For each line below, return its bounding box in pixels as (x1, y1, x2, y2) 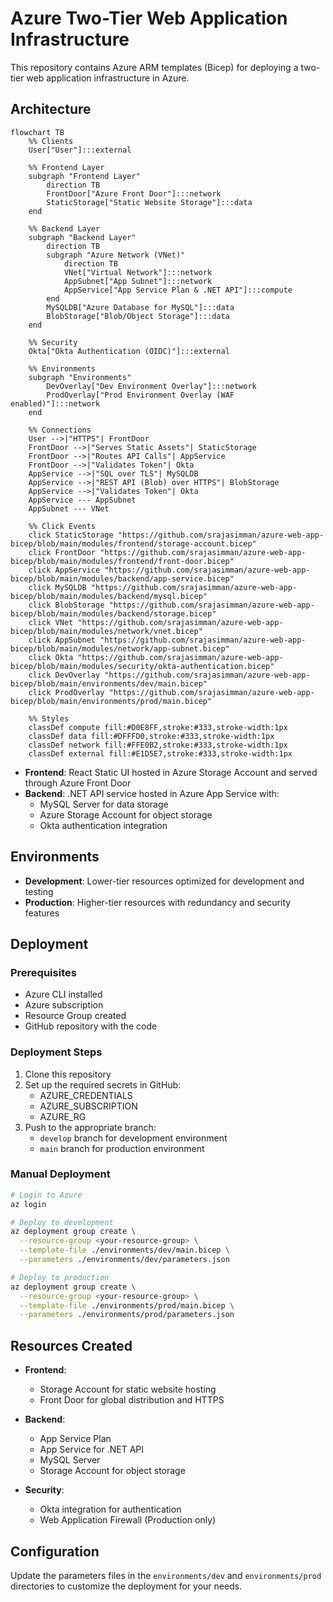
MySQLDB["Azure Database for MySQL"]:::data (46, 302, 235, 312)
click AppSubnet (28, 635, 97, 645)
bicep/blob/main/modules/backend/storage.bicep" (10, 608, 217, 619)
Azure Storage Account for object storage (39, 808, 213, 821)
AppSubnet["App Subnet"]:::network (63, 276, 213, 286)
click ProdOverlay (28, 687, 105, 697)
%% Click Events (28, 521, 97, 531)
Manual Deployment (10, 1167, 111, 1181)
